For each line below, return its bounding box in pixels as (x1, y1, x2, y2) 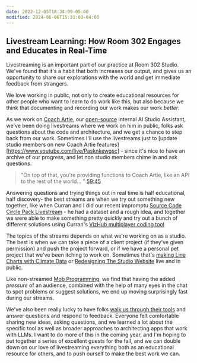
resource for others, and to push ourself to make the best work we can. (6, 350, 180, 357)
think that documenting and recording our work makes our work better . (6, 105, 180, 112)
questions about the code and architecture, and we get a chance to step (6, 128, 183, 135)
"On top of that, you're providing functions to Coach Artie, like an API (20, 172, 190, 179)
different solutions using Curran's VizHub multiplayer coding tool (6, 221, 165, 228)
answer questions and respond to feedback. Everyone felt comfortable (6, 313, 179, 320)
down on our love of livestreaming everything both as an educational (6, 344, 174, 351)
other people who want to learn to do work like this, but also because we (6, 98, 184, 105)
